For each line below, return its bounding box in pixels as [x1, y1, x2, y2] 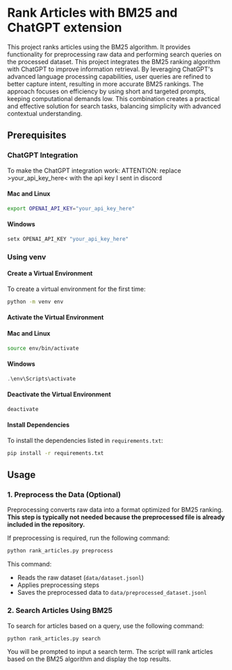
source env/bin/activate [7, 345, 79, 352]
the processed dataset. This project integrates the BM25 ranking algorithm [7, 57, 221, 65]
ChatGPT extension [7, 20, 122, 36]
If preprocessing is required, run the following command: [7, 534, 170, 543]
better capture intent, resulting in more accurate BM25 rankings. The [7, 79, 204, 88]
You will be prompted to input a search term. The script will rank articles [7, 648, 213, 656]
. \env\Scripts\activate [7, 375, 76, 382]
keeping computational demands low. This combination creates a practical [7, 94, 220, 102]
